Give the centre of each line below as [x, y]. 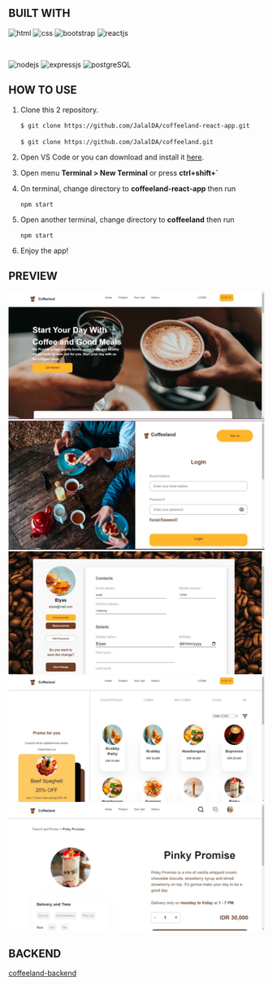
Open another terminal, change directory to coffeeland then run [127, 220]
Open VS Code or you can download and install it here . [112, 157]
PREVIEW [33, 276]
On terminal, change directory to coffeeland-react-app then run [128, 188]
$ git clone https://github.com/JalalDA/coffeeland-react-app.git [135, 125]
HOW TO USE [43, 90]
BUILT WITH [39, 13]
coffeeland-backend [43, 973]
